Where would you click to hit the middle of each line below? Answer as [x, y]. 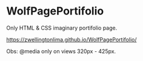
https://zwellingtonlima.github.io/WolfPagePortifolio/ [71, 39]
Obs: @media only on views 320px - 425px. [61, 51]
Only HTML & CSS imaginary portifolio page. [62, 28]
